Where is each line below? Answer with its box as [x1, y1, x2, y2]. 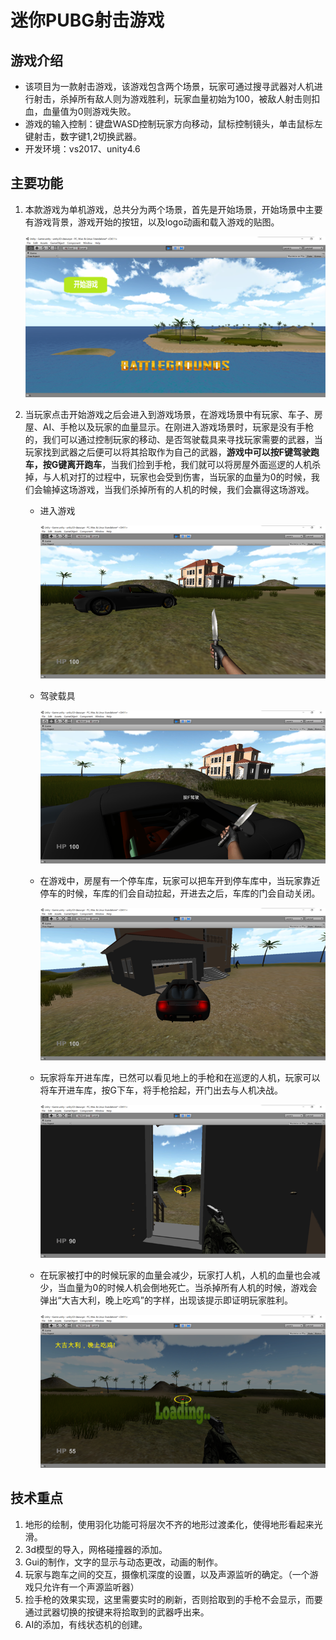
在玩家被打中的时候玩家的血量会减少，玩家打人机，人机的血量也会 [39, 1269, 312, 1281]
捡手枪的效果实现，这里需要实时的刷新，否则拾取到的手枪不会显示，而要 [24, 1593, 323, 1605]
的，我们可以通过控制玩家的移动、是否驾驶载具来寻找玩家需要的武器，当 [24, 434, 323, 446]
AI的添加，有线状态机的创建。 [24, 1618, 148, 1630]
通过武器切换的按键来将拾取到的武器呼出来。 [24, 1606, 210, 1618]
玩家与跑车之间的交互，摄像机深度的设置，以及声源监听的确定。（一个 [24, 1568, 310, 1580]
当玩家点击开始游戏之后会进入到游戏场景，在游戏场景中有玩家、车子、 [24, 409, 315, 421]
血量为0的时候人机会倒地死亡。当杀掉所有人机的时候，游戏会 [66, 1282, 318, 1294]
